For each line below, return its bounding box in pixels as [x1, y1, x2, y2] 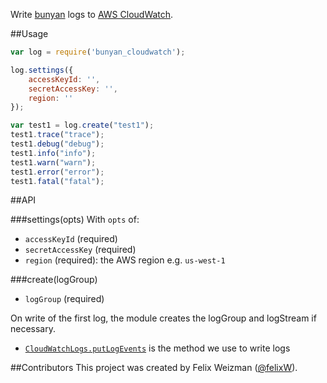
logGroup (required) [24, 293, 105, 305]
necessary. [10, 323, 57, 335]
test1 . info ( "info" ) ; [10, 148, 97, 158]
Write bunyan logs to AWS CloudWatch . [10, 9, 174, 20]
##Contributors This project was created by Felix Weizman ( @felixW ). [10, 362, 298, 374]
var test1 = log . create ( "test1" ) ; [10, 120, 155, 131]
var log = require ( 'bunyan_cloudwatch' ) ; [10, 47, 186, 57]
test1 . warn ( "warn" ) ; [10, 157, 97, 168]
